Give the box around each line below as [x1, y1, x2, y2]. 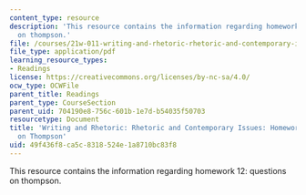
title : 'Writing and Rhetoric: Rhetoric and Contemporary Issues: [9, 124, 267, 133]
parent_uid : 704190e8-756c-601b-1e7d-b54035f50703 [9, 107, 206, 116]
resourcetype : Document [9, 115, 100, 124]
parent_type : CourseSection [9, 97, 117, 108]
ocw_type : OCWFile [9, 81, 79, 90]
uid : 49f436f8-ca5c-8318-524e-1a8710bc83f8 [9, 140, 178, 149]
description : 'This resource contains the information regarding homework [9, 22, 300, 31]
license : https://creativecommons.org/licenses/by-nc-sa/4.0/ [9, 73, 250, 82]
